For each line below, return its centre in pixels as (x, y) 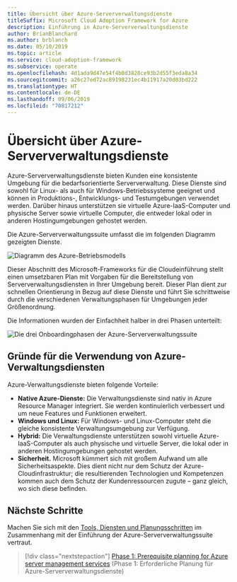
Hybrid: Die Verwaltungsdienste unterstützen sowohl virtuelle (108, 436)
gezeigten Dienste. (35, 242)
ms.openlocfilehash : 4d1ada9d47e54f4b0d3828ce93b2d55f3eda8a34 (103, 73)
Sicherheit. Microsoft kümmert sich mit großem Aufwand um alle (112, 458)
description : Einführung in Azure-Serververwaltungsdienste (98, 27)
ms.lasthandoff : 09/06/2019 (49, 100)
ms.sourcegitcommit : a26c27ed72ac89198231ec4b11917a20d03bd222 (103, 80)
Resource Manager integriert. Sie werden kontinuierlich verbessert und (121, 406)
